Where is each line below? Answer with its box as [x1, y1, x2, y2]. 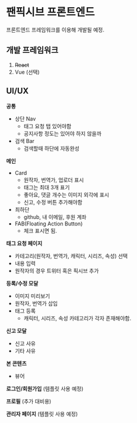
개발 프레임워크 [6, 45, 59, 55]
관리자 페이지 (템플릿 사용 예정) [6, 410, 78, 417]
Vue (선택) [14, 68, 40, 75]
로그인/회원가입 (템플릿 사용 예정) [6, 385, 84, 392]
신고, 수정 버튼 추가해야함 [23, 198, 83, 205]
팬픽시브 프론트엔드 [6, 5, 95, 19]
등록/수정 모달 [6, 279, 39, 287]
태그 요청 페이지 [6, 240, 43, 247]
